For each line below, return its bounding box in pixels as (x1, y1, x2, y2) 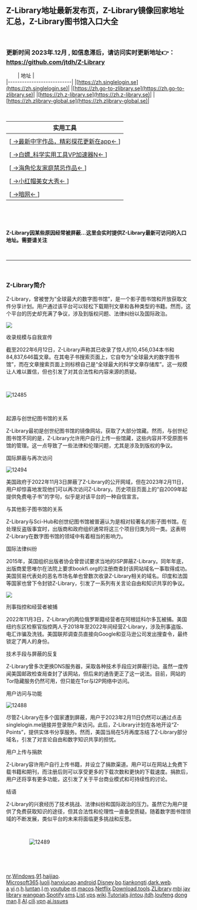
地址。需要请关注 (6, 237, 47, 244)
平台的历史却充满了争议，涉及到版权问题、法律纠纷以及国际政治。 (11, 310, 171, 317)
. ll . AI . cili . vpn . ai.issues (16, 898, 69, 905)
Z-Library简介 (6, 281, 46, 289)
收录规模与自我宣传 (6, 334, 53, 341)
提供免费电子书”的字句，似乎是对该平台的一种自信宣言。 (6, 493, 142, 500)
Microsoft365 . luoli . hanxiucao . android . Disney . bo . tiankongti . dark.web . (6, 879, 172, 886)
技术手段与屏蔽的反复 (6, 650, 57, 657)
